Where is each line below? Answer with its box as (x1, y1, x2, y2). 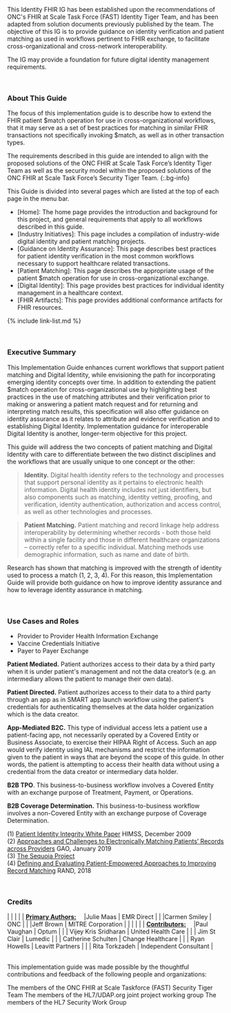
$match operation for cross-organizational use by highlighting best (7, 385, 198, 393)
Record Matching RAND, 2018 (7, 866, 92, 875)
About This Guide (7, 93, 68, 103)
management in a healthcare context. (17, 289, 123, 297)
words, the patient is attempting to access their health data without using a (7, 760, 219, 768)
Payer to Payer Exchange (17, 646, 89, 654)
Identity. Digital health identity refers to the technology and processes (23, 471, 224, 479)
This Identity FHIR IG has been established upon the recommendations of (7, 6, 216, 13)
